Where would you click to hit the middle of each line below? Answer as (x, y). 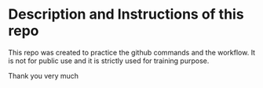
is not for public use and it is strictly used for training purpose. (109, 61)
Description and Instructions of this (126, 14)
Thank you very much (44, 76)
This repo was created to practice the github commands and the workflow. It (132, 52)
